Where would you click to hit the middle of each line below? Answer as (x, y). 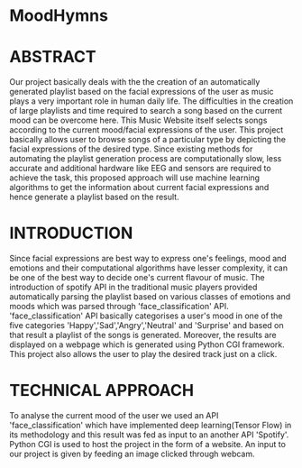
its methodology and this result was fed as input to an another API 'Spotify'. (149, 435)
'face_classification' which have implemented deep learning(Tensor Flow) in (151, 425)
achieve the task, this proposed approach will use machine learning (134, 178)
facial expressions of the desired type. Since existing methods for (131, 149)
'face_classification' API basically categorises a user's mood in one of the (146, 316)
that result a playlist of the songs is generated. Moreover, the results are (143, 335)
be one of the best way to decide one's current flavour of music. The (137, 278)
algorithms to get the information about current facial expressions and (139, 188)
